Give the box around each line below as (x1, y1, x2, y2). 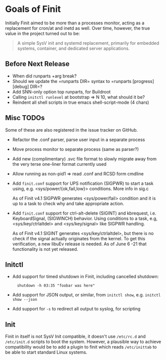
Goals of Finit (5, 3, 61, 15)
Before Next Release (5, 60, 70, 68)
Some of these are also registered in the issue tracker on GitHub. (5, 127, 138, 133)
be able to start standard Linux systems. (5, 349, 87, 356)
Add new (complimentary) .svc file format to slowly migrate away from (12, 155, 157, 162)
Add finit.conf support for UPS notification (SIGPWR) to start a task (12, 180, 154, 186)
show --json (12, 297, 37, 302)
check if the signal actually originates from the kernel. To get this (12, 235, 146, 241)
